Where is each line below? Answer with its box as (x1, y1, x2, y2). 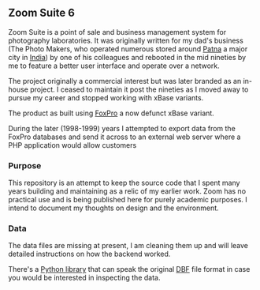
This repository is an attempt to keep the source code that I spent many (8, 178, 240, 188)
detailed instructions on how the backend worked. (8, 249, 171, 259)
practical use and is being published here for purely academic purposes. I (8, 195, 248, 205)
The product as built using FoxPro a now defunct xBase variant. (8, 108, 214, 118)
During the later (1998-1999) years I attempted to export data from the (8, 123, 236, 133)
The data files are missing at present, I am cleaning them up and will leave (8, 241, 248, 250)
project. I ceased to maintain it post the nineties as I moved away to (30, 85, 249, 94)
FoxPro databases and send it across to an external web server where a (8, 132, 241, 141)
